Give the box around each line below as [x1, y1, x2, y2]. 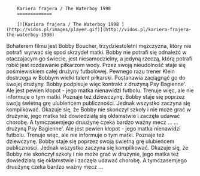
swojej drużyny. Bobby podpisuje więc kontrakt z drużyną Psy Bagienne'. [6, 81, 187, 87]
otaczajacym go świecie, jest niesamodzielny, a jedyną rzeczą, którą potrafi [6, 55, 193, 62]
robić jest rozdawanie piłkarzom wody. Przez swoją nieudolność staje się [6, 62, 186, 68]
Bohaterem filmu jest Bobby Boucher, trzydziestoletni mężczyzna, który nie [6, 43, 192, 49]
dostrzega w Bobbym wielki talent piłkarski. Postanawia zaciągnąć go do [6, 74, 186, 81]
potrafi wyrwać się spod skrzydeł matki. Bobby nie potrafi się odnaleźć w [6, 48, 187, 56]
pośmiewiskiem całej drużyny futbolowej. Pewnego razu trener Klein [6, 68, 175, 75]
